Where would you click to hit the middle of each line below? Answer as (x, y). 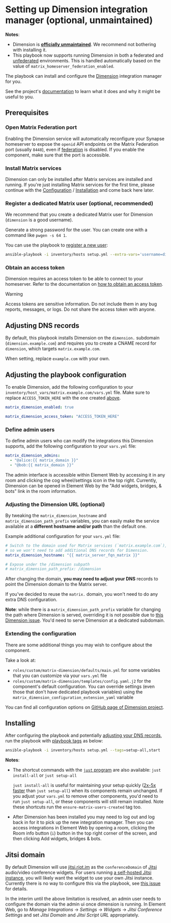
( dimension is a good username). (39, 220)
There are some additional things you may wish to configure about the (79, 645)
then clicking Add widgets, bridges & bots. (57, 839)
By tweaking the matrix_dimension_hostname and (56, 515)
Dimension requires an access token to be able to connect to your (74, 279)
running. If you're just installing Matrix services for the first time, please (80, 185)
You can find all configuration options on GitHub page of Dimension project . (85, 707)
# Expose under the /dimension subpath (48, 564)
